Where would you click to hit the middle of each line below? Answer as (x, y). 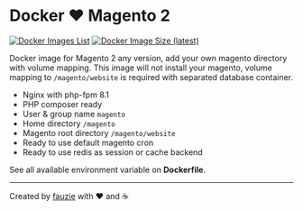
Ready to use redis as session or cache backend (112, 152)
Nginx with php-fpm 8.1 (66, 95)
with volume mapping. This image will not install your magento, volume (141, 68)
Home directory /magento (69, 123)
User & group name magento (74, 114)
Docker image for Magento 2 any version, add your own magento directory (148, 58)
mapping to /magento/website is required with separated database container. (151, 77)
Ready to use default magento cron (88, 142)
